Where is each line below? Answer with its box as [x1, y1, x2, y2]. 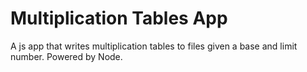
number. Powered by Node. [10, 50, 123, 62]
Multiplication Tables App [10, 7, 228, 30]
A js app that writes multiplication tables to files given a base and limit [10, 40, 298, 52]
